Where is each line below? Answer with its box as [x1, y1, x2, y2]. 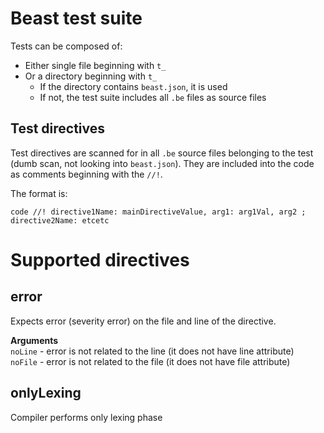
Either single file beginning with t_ [24, 59, 167, 71]
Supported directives [10, 248, 190, 271]
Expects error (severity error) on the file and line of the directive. [10, 315, 277, 327]
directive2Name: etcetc [10, 215, 110, 226]
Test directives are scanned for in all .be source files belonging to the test [10, 147, 314, 159]
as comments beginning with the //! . [10, 168, 163, 180]
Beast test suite [10, 7, 143, 30]
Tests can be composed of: [10, 40, 123, 52]
